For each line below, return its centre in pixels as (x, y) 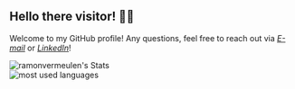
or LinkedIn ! (49, 48)
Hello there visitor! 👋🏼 (72, 17)
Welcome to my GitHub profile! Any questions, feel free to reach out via (143, 38)
